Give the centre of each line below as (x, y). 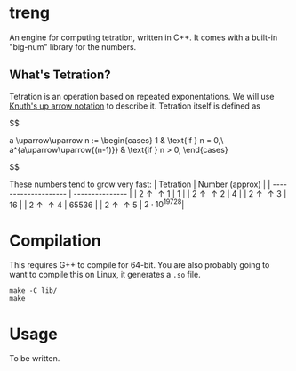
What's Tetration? (60, 75)
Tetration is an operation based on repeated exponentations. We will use (142, 96)
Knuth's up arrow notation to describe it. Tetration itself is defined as (135, 106)
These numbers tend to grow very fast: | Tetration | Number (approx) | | (140, 184)
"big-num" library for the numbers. (73, 46)
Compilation (55, 241)
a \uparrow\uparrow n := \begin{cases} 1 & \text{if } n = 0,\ (116, 140)
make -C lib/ (33, 291)
